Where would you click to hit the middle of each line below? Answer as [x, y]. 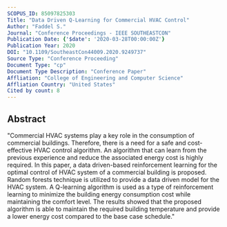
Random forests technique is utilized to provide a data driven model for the [113, 179]
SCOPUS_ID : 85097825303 [41, 13]
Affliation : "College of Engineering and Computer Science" [96, 78]
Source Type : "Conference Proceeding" [63, 59]
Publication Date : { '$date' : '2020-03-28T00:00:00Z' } [86, 39]
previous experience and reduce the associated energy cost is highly [105, 157]
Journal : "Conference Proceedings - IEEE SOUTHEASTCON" [89, 33]
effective [20, 150]
